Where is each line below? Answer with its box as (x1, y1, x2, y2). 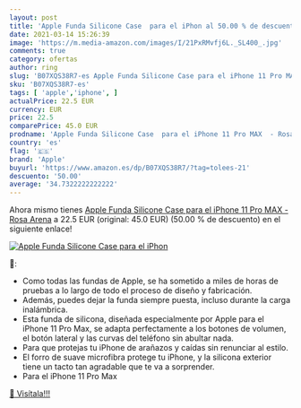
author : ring (9, 64, 58, 73)
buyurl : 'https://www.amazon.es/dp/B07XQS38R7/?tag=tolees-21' (9, 163, 251, 172)
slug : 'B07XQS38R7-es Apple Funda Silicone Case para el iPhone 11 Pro (9, 72, 282, 81)
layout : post (9, 13, 58, 22)
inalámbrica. (21, 304, 69, 315)
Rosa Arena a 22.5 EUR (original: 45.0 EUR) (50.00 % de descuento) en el (9, 214, 280, 225)
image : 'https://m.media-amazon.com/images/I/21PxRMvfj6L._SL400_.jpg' (9, 38, 282, 48)
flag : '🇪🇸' (9, 146, 54, 155)
